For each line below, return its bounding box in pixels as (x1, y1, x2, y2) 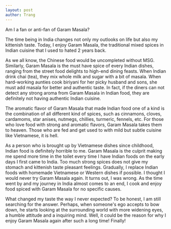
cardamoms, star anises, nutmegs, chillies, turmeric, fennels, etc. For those (5, 116, 164, 122)
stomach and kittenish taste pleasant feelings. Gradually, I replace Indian (5, 164, 158, 170)
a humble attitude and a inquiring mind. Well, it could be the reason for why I (5, 212, 166, 218)
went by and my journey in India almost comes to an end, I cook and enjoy (5, 180, 162, 186)
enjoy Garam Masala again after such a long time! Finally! (5, 217, 126, 223)
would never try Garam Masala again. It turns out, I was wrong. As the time (5, 175, 163, 181)
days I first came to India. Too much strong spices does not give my (5, 158, 148, 164)
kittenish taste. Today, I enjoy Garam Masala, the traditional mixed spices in (5, 41, 164, 48)
